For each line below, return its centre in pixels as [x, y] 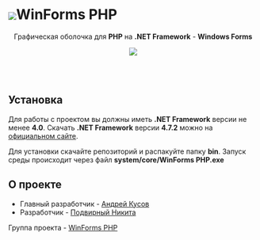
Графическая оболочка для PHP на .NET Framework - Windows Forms [133, 36]
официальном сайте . [43, 135]
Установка [36, 100]
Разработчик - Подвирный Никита [78, 212]
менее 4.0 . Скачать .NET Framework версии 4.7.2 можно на [111, 128]
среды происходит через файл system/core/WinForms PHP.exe [116, 159]
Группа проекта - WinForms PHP [63, 227]
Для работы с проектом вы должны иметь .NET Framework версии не [128, 119]
